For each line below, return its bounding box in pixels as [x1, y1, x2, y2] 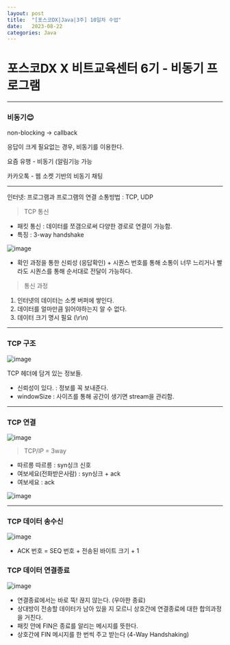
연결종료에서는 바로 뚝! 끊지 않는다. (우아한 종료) [16, 596, 146, 604]
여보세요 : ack [16, 478, 55, 486]
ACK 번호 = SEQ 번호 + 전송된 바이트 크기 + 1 [16, 547, 140, 555]
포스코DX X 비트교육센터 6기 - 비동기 [7, 61, 204, 76]
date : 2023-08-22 [7, 23, 63, 30]
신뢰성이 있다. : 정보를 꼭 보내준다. [16, 384, 108, 392]
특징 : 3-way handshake [16, 231, 84, 239]
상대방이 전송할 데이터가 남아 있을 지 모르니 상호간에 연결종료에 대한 [16, 605, 199, 613]
